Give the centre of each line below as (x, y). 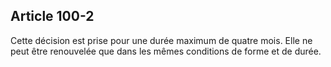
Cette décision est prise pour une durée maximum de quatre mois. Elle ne (161, 40)
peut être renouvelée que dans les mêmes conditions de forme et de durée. (166, 51)
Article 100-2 (52, 16)
